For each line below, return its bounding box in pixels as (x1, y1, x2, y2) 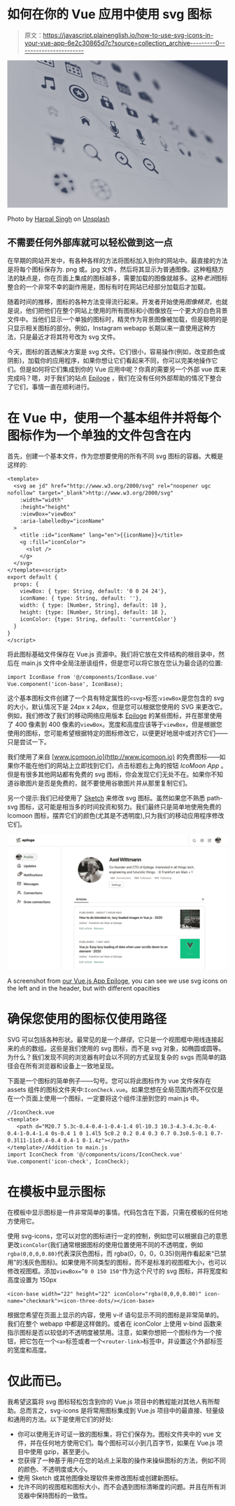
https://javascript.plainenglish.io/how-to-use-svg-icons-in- (43, 31, 214, 39)
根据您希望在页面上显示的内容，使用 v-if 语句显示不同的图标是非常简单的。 (7, 1311, 223, 1319)
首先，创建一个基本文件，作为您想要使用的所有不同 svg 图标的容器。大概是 (7, 452, 224, 460)
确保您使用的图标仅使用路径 (7, 1011, 167, 1027)
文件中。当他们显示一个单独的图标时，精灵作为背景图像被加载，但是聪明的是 (7, 315, 228, 323)
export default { (7, 574, 58, 581)
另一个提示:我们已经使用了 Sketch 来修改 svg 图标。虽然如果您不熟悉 (7, 794, 206, 802)
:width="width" (20, 497, 64, 504)
